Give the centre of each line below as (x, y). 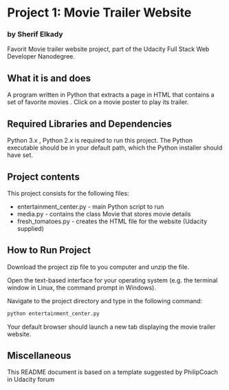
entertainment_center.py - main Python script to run (90, 206)
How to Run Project (49, 250)
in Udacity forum (31, 380)
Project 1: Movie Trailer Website (99, 13)
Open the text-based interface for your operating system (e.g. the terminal (112, 280)
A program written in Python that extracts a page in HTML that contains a (111, 95)
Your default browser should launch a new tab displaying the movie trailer (111, 327)
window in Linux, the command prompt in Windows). (81, 287)
